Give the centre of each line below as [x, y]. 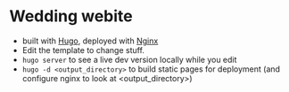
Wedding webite [71, 16]
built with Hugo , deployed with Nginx [90, 41]
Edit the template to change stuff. [83, 50]
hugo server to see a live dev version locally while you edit [129, 59]
